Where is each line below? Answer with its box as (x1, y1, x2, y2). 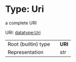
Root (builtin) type (7, 41, 50, 48)
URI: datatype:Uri (5, 29, 41, 35)
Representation (7, 49, 43, 56)
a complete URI (5, 20, 37, 26)
